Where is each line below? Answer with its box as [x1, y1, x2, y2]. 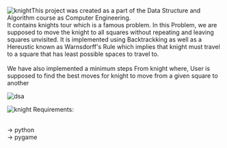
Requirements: [33, 106, 74, 113]
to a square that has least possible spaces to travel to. [7, 50, 159, 58]
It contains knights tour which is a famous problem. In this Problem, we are [7, 21, 217, 29]
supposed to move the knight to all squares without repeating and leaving [7, 28, 214, 36]
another [7, 79, 29, 87]
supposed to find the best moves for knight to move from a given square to [7, 72, 219, 80]
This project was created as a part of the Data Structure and [31, 7, 201, 14]
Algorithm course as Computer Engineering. [7, 14, 131, 22]
